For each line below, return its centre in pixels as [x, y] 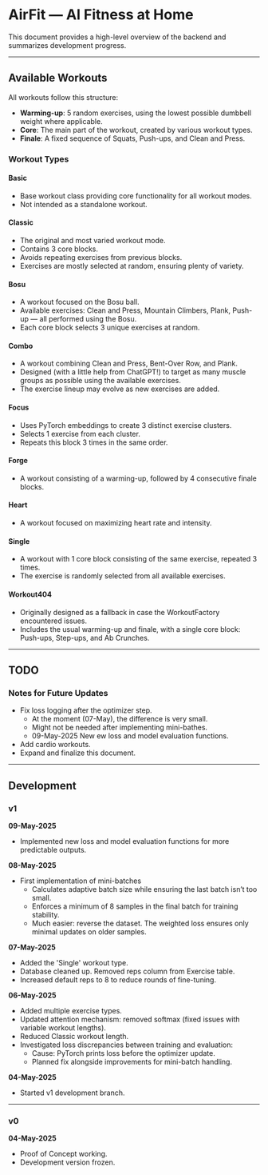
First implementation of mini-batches [81, 881]
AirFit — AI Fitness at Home [101, 15]
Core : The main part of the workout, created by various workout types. [136, 130]
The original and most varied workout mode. [93, 241]
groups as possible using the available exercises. [100, 381]
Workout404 [30, 594]
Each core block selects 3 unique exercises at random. [110, 328]
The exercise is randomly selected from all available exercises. [122, 576]
